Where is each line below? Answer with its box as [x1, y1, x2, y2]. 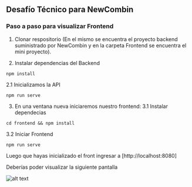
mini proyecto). [14, 48, 52, 55]
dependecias [14, 108, 46, 116]
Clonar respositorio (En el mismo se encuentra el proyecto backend [14, 35, 178, 43]
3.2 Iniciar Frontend [6, 130, 53, 137]
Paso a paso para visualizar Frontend [6, 22, 114, 30]
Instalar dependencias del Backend [14, 59, 100, 66]
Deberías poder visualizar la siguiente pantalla [6, 164, 118, 171]
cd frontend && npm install [6, 120, 75, 126]
